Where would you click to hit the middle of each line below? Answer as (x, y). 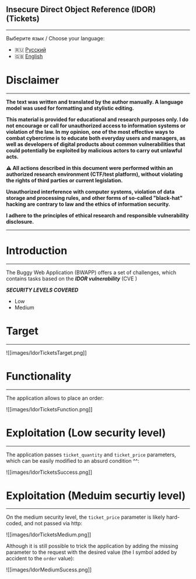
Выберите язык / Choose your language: (55, 38)
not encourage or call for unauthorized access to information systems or (96, 126)
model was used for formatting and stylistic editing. (70, 108)
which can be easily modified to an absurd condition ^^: (73, 460)
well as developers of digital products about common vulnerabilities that (96, 144)
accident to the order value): (40, 559)
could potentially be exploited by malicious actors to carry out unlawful (94, 150)
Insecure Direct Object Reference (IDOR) (81, 10)
